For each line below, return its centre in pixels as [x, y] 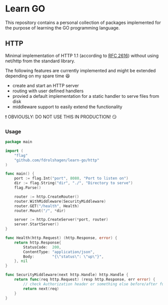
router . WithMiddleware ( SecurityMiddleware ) [60, 201]
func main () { [20, 174]
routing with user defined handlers [48, 91]
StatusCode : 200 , [42, 247]
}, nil [21, 261]
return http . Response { [38, 243]
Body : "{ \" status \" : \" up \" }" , [63, 257]
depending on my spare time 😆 [38, 76]
